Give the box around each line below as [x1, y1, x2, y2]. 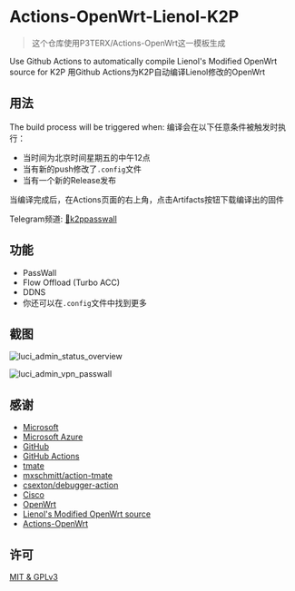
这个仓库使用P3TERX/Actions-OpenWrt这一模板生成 [31, 37, 226, 48]
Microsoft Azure [22, 431, 84, 442]
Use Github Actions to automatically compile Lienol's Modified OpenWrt [9, 55, 278, 66]
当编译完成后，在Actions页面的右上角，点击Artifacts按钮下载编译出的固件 [9, 193, 284, 205]
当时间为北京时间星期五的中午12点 [22, 152, 152, 163]
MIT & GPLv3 [9, 572, 59, 582]
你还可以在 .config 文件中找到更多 [22, 297, 147, 308]
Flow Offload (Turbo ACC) [22, 277, 121, 288]
